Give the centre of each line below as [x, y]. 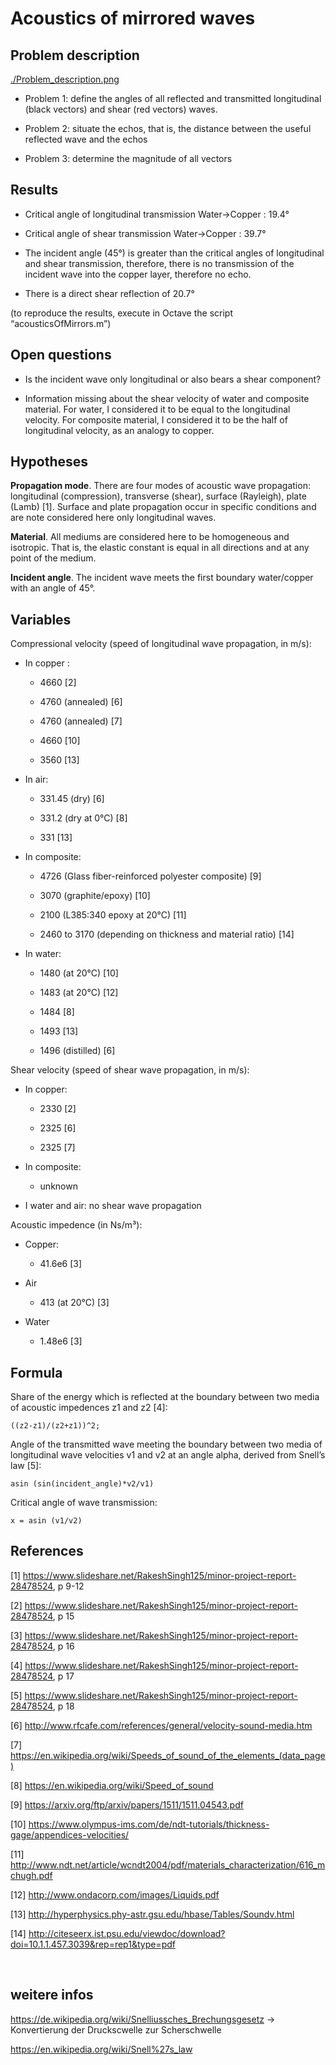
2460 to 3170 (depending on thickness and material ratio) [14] [167, 934]
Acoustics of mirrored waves [133, 18]
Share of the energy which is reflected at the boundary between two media [165, 1397]
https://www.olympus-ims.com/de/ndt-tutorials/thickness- [149, 1824]
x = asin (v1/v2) [46, 1521]
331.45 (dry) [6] [72, 799]
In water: [43, 954]
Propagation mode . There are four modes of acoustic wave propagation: [160, 486]
